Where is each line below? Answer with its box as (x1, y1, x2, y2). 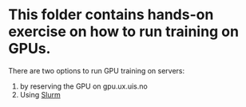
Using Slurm (19, 89, 61, 99)
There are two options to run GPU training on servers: (8, 65, 185, 75)
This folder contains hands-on (8, 6, 214, 24)
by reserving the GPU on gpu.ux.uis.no (19, 81, 148, 91)
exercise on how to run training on (8, 22, 240, 41)
